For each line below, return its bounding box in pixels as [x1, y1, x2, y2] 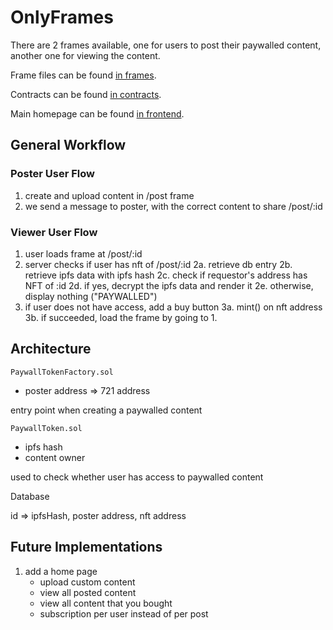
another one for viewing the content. [10, 49, 161, 61]
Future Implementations [10, 539, 163, 556]
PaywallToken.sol [10, 423, 83, 433]
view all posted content [39, 586, 137, 598]
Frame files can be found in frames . [10, 69, 157, 81]
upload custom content [39, 576, 136, 588]
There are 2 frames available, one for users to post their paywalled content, [10, 39, 322, 51]
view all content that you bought [39, 597, 173, 609]
